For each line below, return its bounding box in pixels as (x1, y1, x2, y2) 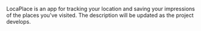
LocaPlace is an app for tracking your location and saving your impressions (6, 5, 195, 12)
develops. (6, 18, 31, 25)
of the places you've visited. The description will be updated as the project (6, 12, 194, 19)
